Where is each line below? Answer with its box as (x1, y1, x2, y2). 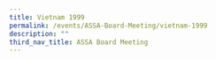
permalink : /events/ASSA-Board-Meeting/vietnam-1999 (9, 21, 208, 30)
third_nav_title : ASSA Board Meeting (9, 37, 149, 47)
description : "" (9, 29, 69, 38)
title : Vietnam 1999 (9, 12, 86, 22)
